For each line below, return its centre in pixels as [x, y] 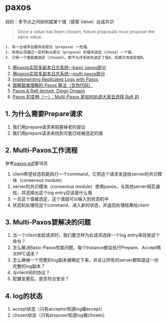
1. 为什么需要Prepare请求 [44, 114]
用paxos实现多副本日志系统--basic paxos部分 [59, 67]
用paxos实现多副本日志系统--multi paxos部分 [59, 73]
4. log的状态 [24, 296]
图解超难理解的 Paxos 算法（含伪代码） [53, 85]
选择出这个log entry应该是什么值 [59, 192]
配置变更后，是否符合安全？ [41, 279]
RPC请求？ [28, 254]
